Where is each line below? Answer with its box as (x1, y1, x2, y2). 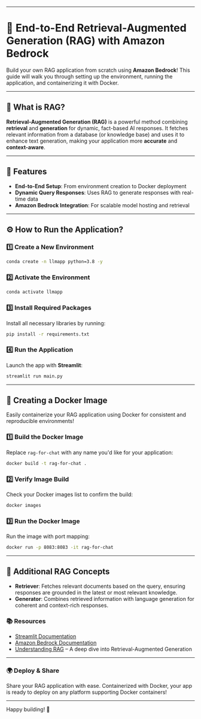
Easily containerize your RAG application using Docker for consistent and (6, 411, 187, 418)
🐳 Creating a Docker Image (6, 395, 108, 406)
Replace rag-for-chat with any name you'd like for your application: (6, 449, 173, 456)
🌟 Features (6, 167, 47, 177)
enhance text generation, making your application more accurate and (6, 137, 178, 144)
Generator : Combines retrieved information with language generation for (14, 595, 194, 602)
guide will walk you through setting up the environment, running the (6, 72, 173, 80)
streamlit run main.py (6, 373, 63, 379)
